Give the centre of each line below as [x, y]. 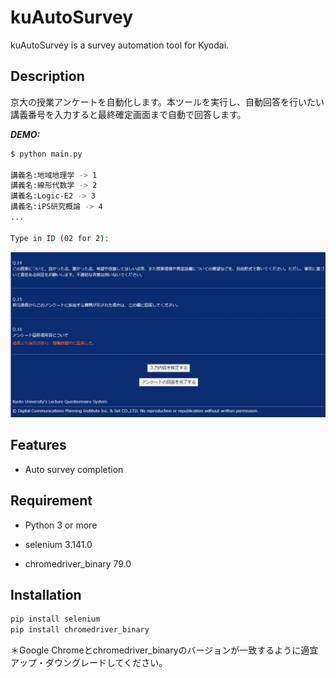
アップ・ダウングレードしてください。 [89, 663]
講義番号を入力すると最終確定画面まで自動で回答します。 [128, 114]
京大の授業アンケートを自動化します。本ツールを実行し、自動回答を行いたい [167, 102]
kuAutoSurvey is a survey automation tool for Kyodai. [120, 45]
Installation [46, 594]
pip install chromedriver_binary [80, 630]
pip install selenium [55, 619]
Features [38, 445]
